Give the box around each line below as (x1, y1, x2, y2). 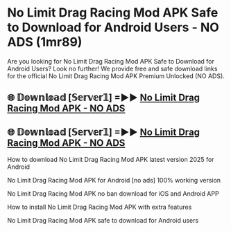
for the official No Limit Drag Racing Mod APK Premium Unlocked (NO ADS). (7, 71, 225, 80)
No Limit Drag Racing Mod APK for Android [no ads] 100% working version (7, 176, 221, 185)
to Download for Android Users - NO (7, 19, 220, 35)
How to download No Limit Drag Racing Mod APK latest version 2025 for (7, 156, 214, 164)
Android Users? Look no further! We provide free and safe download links (7, 64, 218, 73)
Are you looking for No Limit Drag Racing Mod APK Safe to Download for (7, 57, 215, 65)
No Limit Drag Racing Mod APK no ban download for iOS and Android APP (7, 190, 220, 198)
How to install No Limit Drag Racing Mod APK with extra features (7, 203, 192, 212)
